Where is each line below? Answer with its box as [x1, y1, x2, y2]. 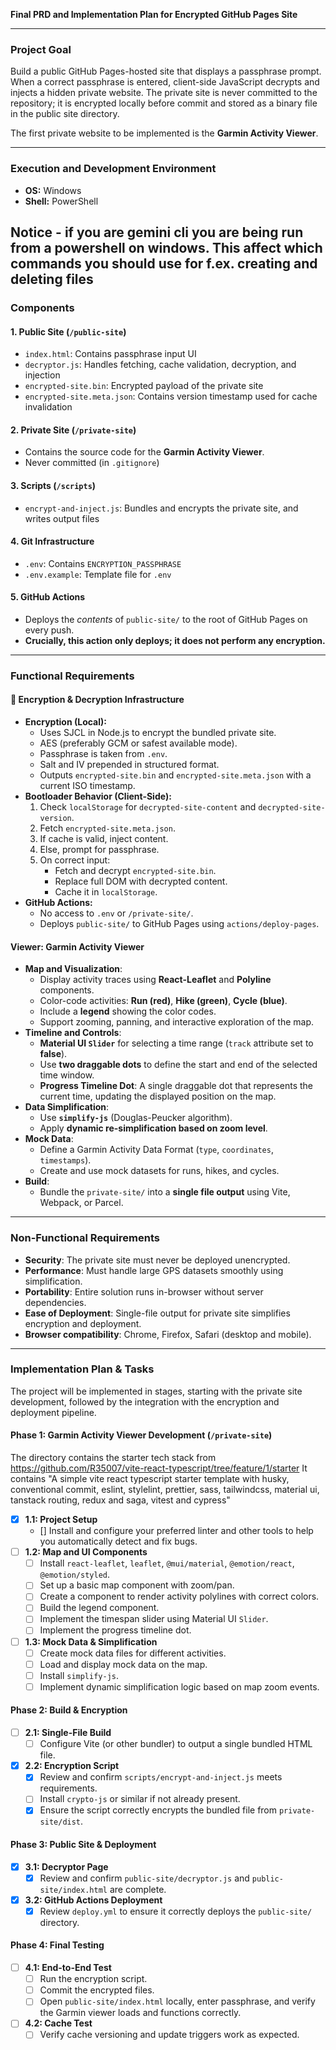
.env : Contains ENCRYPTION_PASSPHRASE [24, 557, 182, 569]
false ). [39, 1048, 68, 1060]
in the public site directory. [10, 108, 120, 120]
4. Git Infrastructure [10, 535, 95, 548]
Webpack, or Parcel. [39, 1197, 124, 1209]
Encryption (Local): [24, 716, 107, 728]
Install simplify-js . [39, 1669, 120, 1681]
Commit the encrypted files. [39, 1984, 155, 1996]
